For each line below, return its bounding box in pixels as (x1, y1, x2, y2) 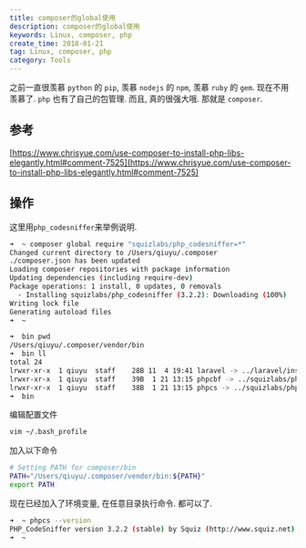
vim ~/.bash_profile (9, 428, 88, 437)
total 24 (9, 357, 43, 367)
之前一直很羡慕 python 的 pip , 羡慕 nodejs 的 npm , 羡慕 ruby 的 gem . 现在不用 (9, 82, 290, 92)
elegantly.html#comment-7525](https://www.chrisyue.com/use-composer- (9, 157, 291, 168)
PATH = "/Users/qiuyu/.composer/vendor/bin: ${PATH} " (9, 471, 206, 481)
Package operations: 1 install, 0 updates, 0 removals (9, 282, 222, 291)
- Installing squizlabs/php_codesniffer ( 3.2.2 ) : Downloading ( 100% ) (17, 290, 287, 299)
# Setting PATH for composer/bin (9, 463, 137, 472)
